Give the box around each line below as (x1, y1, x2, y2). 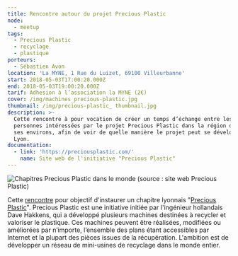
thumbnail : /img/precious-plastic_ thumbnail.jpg (7, 103, 157, 110)
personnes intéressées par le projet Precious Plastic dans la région (13, 122, 227, 129)
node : (7, 17, 23, 24)
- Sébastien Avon (13, 63, 65, 70)
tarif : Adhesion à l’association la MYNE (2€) (7, 89, 147, 96)
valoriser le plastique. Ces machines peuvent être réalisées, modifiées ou (7, 218, 221, 226)
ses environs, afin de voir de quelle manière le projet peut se (13, 129, 211, 136)
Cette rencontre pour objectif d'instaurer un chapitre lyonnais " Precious (7, 195, 217, 204)
